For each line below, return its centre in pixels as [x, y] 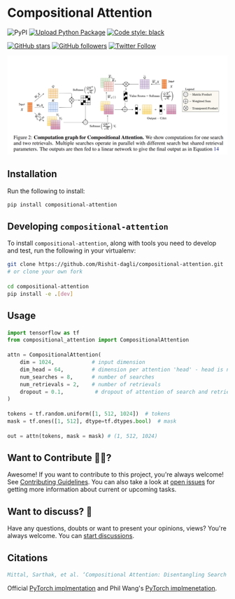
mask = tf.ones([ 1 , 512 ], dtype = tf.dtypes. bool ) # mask [92, 421]
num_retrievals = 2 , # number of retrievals [90, 384]
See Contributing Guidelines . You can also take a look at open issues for [111, 482]
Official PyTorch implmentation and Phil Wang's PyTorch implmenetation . [112, 588]
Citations [28, 558]
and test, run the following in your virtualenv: [72, 251]
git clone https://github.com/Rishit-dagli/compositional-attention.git [115, 265]
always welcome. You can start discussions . [71, 536]
